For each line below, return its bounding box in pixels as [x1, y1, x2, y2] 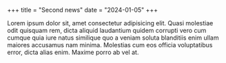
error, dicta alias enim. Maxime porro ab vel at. [7, 48, 139, 56]
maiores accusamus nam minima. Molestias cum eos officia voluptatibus [7, 41, 213, 49]
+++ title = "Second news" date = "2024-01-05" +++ [7, 6, 158, 14]
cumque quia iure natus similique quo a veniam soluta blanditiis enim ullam [7, 34, 219, 42]
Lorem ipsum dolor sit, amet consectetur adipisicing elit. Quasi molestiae [7, 19, 214, 27]
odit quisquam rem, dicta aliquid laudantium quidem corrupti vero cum [7, 27, 207, 34]
